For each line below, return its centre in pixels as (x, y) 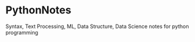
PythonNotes (38, 10)
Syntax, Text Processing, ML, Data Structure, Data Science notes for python (97, 26)
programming (22, 32)
